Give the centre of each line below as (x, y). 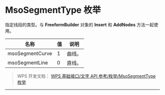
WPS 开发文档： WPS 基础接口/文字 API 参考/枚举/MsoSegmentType (86, 76)
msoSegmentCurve (30, 53)
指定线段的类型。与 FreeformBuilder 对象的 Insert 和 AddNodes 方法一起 (80, 25)
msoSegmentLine (28, 63)
